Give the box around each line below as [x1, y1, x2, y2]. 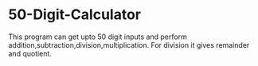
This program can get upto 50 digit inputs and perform [8, 32, 187, 41]
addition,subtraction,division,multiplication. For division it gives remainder [8, 40, 250, 49]
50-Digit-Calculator [8, 6, 142, 24]
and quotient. [8, 49, 52, 58]
